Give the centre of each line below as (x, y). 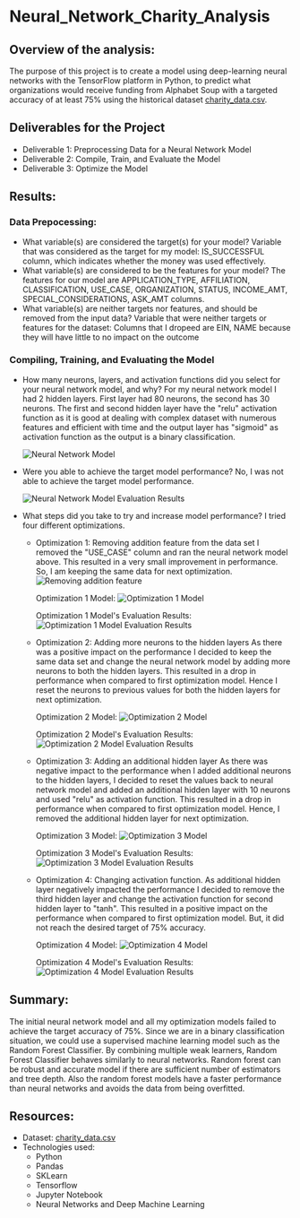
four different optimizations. (73, 525)
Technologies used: (59, 1147)
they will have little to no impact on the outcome (111, 337)
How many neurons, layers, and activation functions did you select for (151, 379)
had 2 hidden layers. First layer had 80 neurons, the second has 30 (146, 398)
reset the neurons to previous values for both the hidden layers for (158, 690)
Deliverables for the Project (87, 128)
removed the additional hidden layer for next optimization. (142, 818)
